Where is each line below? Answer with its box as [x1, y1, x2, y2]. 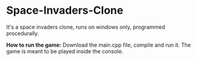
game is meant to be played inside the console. [6, 47, 124, 54]
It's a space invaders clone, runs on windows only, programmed [6, 23, 166, 30]
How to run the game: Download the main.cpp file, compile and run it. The [6, 41, 191, 48]
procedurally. [6, 29, 39, 36]
